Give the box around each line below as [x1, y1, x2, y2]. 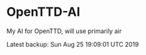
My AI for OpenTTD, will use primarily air [6, 27, 122, 35]
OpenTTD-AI [6, 4, 80, 20]
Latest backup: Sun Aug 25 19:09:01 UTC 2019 [6, 40, 139, 48]
